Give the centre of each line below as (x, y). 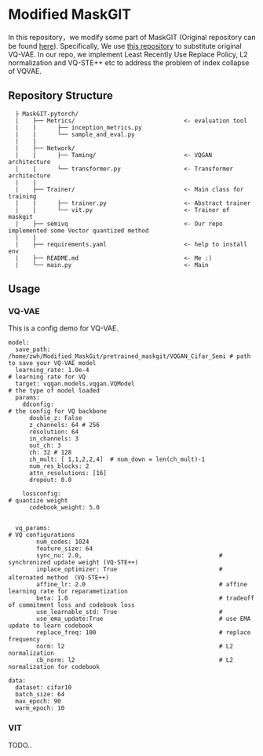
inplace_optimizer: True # (130, 570)
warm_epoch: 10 (40, 708)
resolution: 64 (54, 432)
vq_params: (33, 528)
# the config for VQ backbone (58, 411)
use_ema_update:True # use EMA (144, 619)
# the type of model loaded (54, 391)
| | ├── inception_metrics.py (79, 127)
